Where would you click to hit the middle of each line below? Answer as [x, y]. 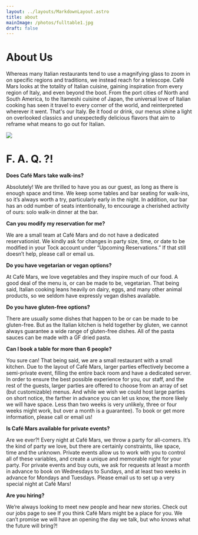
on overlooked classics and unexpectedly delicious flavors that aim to [91, 118]
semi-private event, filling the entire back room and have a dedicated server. [99, 373]
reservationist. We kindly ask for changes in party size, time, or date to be [96, 241]
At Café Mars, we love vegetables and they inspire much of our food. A [92, 277]
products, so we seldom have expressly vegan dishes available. [83, 296]
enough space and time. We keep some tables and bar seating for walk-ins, [98, 194]
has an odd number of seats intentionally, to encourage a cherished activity [98, 206]
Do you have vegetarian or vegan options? [59, 265]
